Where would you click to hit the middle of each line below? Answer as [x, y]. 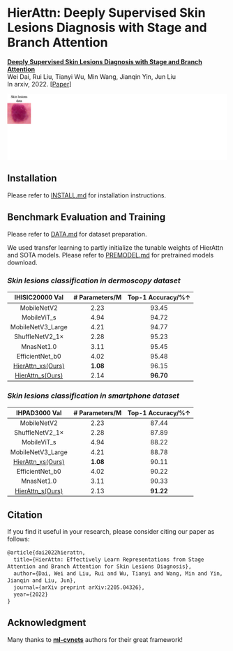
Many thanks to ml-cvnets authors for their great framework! [95, 639]
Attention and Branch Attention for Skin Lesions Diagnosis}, [99, 567]
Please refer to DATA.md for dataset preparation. [77, 234]
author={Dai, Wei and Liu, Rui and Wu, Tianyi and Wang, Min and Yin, [118, 574]
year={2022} [31, 594]
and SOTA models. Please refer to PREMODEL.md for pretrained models [111, 255]
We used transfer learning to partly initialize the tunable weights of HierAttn [115, 247]
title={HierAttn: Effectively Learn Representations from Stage [109, 560]
